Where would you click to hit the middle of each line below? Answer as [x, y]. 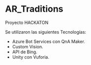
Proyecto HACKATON [27, 22]
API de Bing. [25, 52]
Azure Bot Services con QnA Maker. [48, 41]
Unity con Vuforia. [30, 57]
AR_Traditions [34, 9]
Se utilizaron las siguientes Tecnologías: [46, 32]
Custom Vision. [28, 46]
